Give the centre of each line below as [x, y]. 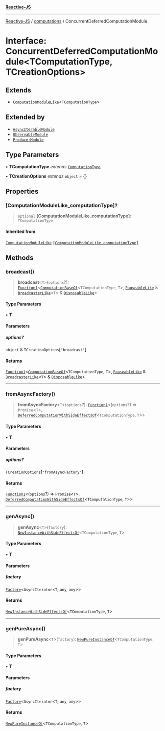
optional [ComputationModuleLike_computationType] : [74, 216]
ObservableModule [30, 135]
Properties [22, 192]
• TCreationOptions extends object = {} [46, 176]
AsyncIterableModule [34, 129]
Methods [20, 258]
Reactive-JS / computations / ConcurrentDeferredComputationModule [76, 21]
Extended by [25, 117]
